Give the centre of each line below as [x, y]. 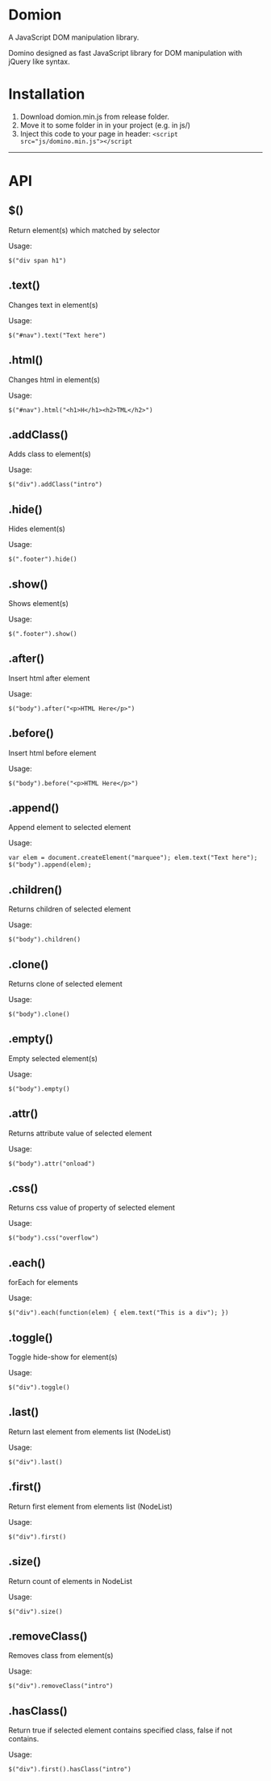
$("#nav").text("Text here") [57, 335]
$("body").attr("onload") [52, 1164]
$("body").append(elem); [50, 865]
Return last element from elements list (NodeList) [90, 1431]
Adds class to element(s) [50, 454]
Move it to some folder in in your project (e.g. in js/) [105, 125]
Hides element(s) [37, 529]
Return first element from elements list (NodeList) [91, 1506]
